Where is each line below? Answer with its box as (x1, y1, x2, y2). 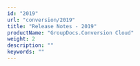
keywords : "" (7, 49, 45, 56)
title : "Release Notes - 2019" (7, 23, 97, 30)
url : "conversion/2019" (7, 16, 76, 23)
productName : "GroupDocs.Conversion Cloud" (7, 29, 134, 36)
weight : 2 (7, 36, 36, 43)
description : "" (7, 42, 54, 49)
